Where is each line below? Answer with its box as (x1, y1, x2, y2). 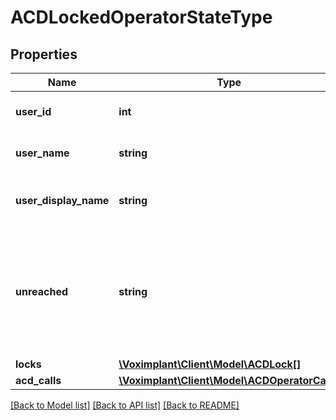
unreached (15, 285, 69, 298)
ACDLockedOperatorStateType (10, 6, 273, 29)
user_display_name (15, 194, 110, 207)
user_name (15, 146, 70, 160)
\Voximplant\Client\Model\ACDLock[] (118, 357, 302, 371)
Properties (10, 46, 78, 63)
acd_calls (15, 374, 62, 387)
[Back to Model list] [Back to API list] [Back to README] (10, 399, 240, 411)
